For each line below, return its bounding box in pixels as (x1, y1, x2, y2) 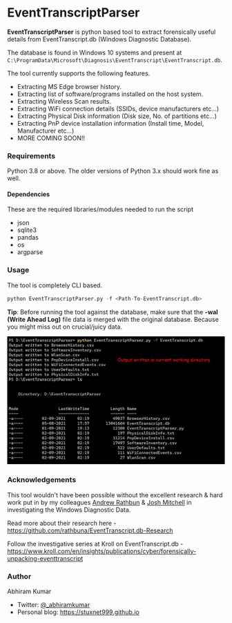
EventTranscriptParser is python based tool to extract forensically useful (7, 28, 216, 36)
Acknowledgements (7, 475, 77, 485)
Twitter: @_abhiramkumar (17, 600, 90, 608)
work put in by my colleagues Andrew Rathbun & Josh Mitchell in (7, 498, 192, 506)
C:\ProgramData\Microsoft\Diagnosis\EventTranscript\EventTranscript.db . (7, 55, 223, 64)
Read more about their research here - (7, 519, 117, 527)
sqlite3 (17, 226, 37, 234)
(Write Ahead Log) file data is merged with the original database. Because (7, 315, 219, 323)
